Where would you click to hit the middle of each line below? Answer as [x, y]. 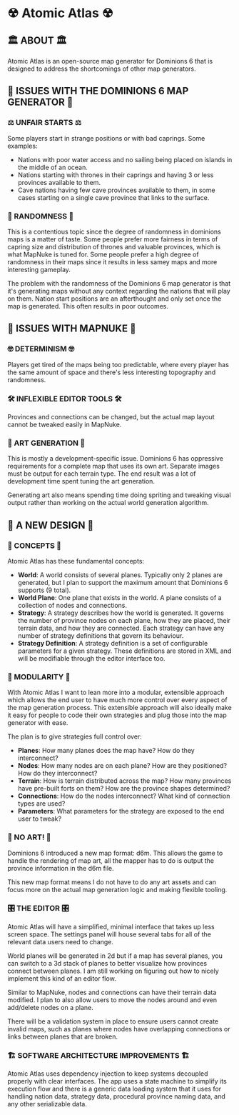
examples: [22, 146]
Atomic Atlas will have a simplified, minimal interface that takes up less [111, 926]
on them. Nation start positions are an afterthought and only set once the [115, 299]
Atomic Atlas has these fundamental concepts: [76, 561]
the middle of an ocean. [52, 167]
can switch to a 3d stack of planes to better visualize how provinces [107, 963]
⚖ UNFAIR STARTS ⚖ [45, 123]
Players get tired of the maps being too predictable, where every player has [118, 364]
